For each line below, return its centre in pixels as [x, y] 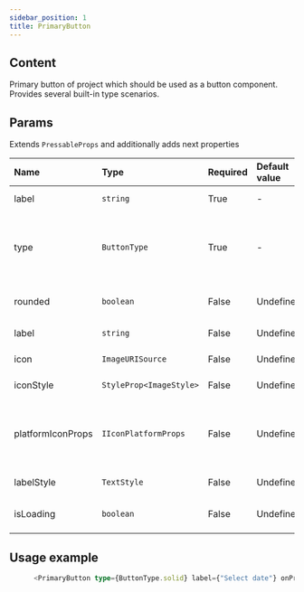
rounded [32, 302]
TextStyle [123, 483]
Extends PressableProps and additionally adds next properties [124, 145]
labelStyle [35, 483]
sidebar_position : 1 [48, 18]
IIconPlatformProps [143, 434]
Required [228, 173]
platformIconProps [53, 434]
